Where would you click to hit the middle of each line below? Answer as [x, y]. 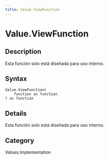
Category [20, 140]
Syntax [16, 79]
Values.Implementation [28, 152]
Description [23, 52]
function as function [36, 94]
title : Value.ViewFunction [32, 10]
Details [16, 113]
